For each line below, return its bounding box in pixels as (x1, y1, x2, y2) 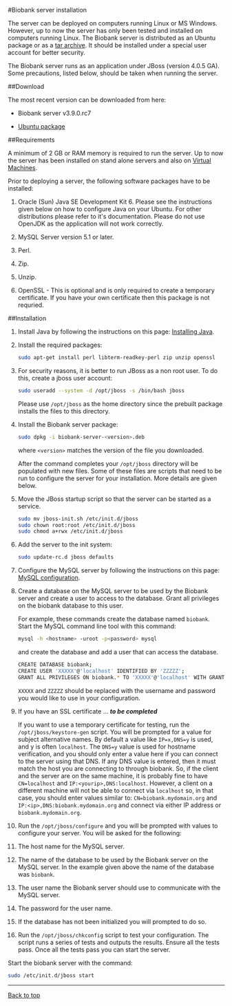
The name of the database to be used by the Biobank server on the (17, 855, 209, 864)
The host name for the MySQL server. (17, 842, 125, 850)
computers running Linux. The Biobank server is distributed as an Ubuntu (8, 34, 216, 42)
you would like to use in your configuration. (17, 694, 140, 702)
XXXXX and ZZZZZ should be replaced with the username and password (17, 686, 216, 694)
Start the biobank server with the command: (8, 959, 133, 967)
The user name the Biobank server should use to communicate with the (17, 884, 221, 892)
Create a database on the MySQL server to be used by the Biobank (17, 587, 209, 595)
